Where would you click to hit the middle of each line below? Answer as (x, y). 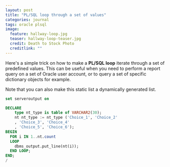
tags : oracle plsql (26, 24)
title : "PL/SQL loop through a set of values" (56, 15)
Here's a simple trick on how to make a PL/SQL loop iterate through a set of (85, 63)
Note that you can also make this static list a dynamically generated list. (81, 89)
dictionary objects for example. (38, 79)
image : (12, 29)
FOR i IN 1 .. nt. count (33, 137)
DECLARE (14, 108)
